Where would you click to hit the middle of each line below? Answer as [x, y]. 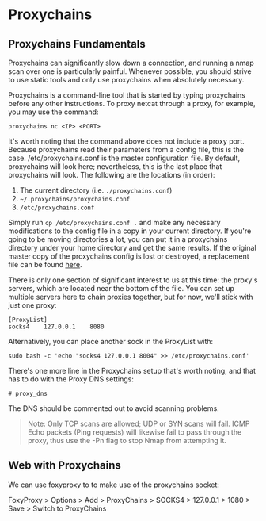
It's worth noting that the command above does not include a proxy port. [127, 141]
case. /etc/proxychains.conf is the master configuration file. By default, [124, 158]
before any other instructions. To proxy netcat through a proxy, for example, [132, 103]
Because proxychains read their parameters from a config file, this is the [126, 149]
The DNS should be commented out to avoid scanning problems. [114, 408]
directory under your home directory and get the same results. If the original [132, 248]
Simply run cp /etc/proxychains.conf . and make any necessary [114, 222]
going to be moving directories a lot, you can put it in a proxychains [118, 239]
